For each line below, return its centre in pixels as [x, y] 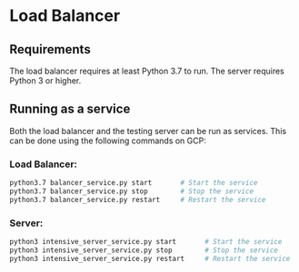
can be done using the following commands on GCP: [108, 141]
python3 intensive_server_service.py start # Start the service [146, 242]
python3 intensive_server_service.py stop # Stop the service [144, 250]
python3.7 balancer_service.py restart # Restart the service [138, 199]
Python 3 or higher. [45, 81]
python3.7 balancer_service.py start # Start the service [134, 183]
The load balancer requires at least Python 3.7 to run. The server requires [147, 71]
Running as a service [70, 109]
